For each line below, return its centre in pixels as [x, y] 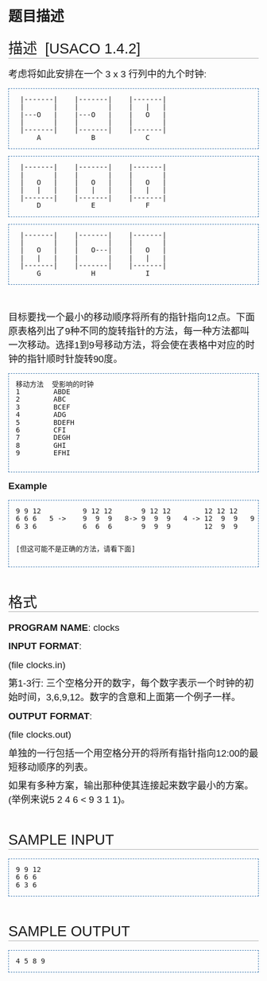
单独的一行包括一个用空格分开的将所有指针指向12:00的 [129, 753]
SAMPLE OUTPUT [69, 931]
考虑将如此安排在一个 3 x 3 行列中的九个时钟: [108, 74]
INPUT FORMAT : [45, 646]
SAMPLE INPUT [61, 840]
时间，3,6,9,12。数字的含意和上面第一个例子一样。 [129, 697]
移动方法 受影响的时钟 [54, 384]
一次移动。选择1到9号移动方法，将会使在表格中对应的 [127, 345]
